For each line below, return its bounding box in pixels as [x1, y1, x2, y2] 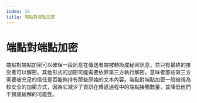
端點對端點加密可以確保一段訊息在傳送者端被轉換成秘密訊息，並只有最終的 [6, 61, 186, 68]
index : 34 [6, 8, 30, 15]
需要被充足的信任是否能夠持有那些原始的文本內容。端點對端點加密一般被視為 [6, 76, 191, 83]
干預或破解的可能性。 [6, 91, 57, 98]
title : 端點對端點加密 [6, 14, 56, 20]
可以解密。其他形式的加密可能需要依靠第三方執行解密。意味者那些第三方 [16, 68, 191, 76]
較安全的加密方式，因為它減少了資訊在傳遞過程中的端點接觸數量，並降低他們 [6, 83, 191, 91]
